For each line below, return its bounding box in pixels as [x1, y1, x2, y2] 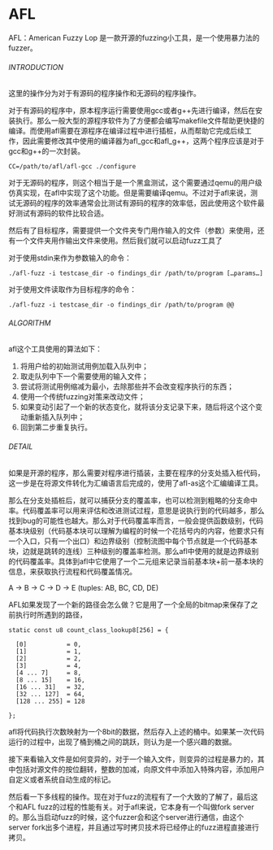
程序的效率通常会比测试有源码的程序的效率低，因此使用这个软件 [43, 198, 258, 208]
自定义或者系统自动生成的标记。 [8, 774, 115, 784]
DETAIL [8, 441, 33, 451]
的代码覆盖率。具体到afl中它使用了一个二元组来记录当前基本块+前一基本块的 [8, 556, 264, 566]
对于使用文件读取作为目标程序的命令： [8, 285, 136, 294]
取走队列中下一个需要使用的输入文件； [19, 372, 149, 381]
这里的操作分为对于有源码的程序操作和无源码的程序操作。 [8, 89, 201, 98]
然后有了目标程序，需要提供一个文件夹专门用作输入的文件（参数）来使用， [8, 225, 258, 236]
